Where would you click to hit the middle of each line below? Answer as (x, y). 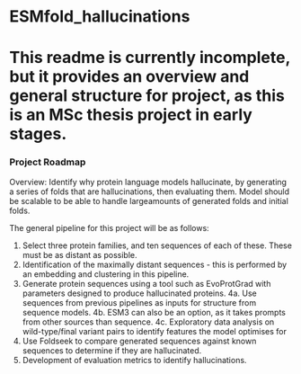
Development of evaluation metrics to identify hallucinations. (134, 360)
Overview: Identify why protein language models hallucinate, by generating (148, 182)
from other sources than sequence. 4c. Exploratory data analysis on (148, 322)
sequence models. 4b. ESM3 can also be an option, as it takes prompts (154, 312)
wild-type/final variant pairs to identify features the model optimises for (155, 331)
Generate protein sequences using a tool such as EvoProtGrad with (146, 283)
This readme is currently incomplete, (150, 58)
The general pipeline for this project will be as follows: (109, 227)
